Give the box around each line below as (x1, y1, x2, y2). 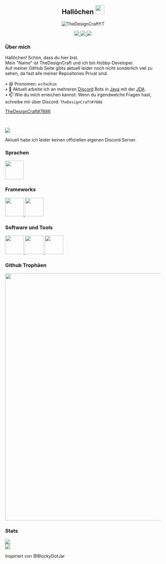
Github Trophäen (5, 262, 47, 269)
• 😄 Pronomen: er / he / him (5, 81, 57, 87)
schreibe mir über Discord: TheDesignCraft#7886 (5, 99, 103, 105)
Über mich (5, 43, 31, 50)
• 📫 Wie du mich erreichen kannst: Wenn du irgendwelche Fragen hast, (5, 92, 152, 98)
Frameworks (5, 186, 36, 193)
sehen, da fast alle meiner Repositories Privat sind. (5, 70, 108, 77)
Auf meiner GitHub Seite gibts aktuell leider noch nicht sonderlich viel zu (5, 65, 153, 71)
